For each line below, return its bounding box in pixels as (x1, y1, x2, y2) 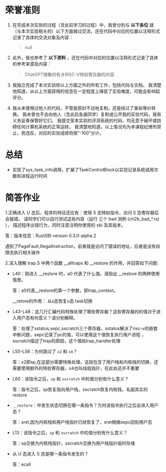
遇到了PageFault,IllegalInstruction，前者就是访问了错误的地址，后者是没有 (5, 243, 156, 249)
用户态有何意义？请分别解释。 (16, 315, 78, 321)
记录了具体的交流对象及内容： (12, 34, 73, 40)
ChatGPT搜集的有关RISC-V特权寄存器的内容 (24, 71, 115, 77)
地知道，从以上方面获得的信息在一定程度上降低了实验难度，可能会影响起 (12, 88, 160, 94)
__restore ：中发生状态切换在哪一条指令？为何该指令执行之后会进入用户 (12, 402, 159, 408)
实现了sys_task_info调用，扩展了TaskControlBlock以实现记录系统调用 (12, 166, 154, 172)
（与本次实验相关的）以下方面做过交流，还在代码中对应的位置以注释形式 (12, 28, 160, 34)
